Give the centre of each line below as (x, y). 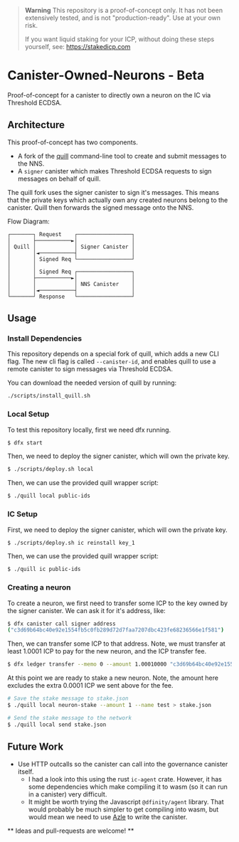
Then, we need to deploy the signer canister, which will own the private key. (118, 456)
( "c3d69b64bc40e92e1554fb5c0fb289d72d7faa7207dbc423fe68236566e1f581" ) (116, 630)
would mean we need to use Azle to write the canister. (108, 816)
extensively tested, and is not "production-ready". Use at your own (123, 18)
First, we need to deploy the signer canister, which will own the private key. (117, 530)
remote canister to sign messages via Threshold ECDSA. (90, 369)
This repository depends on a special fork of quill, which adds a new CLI (113, 354)
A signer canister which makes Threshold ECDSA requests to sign (115, 171)
